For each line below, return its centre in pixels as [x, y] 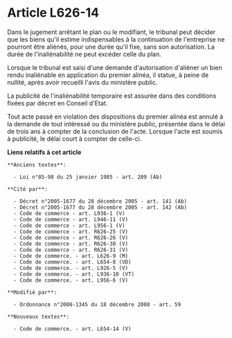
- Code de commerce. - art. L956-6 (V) [71, 280]
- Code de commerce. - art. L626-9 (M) [71, 256]
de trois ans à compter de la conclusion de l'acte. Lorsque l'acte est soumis [115, 131]
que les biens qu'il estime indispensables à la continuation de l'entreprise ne [116, 39]
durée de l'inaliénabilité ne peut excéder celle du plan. [84, 54]
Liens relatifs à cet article [44, 152]
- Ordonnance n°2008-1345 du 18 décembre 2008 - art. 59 [97, 304]
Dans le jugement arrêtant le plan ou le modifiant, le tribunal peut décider [111, 32]
